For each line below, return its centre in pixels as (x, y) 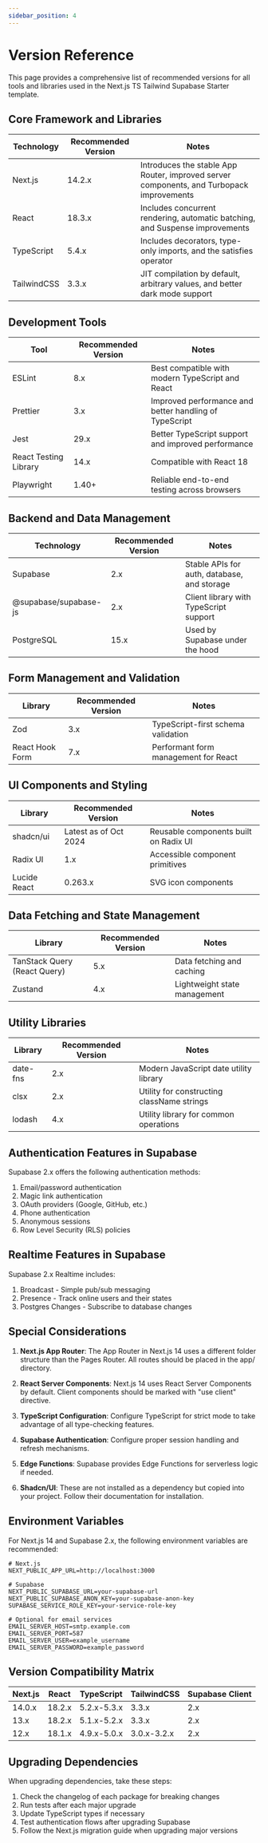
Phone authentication (55, 1213)
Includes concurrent (178, 208)
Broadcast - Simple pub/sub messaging (85, 1289)
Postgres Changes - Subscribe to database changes (106, 1307)
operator (157, 261)
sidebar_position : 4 (43, 16)
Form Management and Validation (94, 678)
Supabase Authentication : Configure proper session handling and (129, 1440)
